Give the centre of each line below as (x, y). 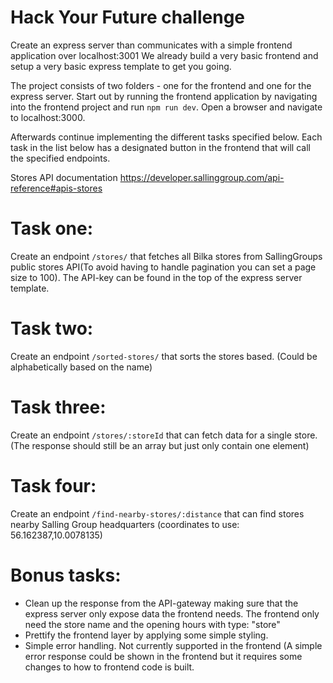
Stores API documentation (64, 177)
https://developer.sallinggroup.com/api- (202, 177)
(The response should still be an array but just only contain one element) (160, 445)
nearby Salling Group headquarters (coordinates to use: (125, 524)
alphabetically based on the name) (81, 367)
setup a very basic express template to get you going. (121, 66)
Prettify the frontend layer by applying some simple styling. (146, 635)
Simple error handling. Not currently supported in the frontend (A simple (173, 645)
